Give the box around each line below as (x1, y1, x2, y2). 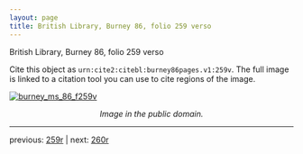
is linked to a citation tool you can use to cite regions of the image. (9, 73, 256, 84)
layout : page (9, 13, 59, 23)
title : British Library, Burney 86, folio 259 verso (9, 22, 212, 31)
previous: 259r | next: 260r (9, 134, 110, 145)
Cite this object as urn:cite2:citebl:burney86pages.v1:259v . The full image (9, 64, 289, 75)
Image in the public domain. (99, 108, 204, 119)
